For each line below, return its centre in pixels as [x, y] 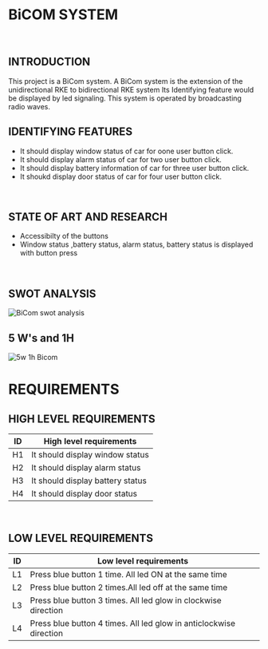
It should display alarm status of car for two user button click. [120, 159]
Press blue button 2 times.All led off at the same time [129, 587]
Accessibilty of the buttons [64, 236]
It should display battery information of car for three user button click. [134, 168]
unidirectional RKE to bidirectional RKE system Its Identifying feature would [131, 89]
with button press [49, 253]
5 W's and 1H [41, 338]
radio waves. [29, 106]
